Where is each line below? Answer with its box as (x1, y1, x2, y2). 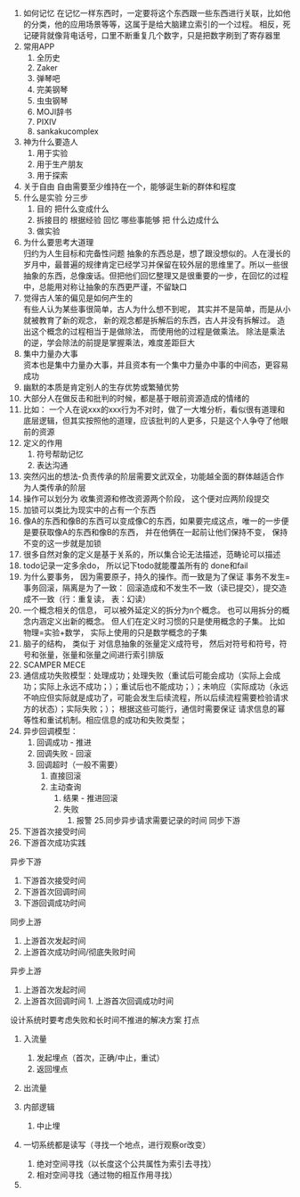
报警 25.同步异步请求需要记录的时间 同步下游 (76, 815, 241, 825)
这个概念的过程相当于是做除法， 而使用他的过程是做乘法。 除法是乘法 (30, 326, 286, 336)
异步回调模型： (22, 726, 78, 736)
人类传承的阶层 (30, 483, 86, 492)
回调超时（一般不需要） (36, 759, 123, 770)
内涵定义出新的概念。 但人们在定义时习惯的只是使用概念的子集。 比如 (30, 616, 286, 626)
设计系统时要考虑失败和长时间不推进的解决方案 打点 (10, 1015, 199, 1025)
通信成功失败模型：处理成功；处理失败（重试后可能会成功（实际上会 (22, 670, 273, 681)
